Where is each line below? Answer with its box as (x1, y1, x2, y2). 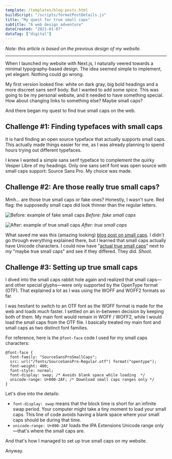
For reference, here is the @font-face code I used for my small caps (5, 335, 147, 341)
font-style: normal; (10, 368, 54, 373)
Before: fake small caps (85, 212, 136, 218)
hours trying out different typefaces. (5, 147, 82, 153)
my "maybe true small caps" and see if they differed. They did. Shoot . (5, 248, 153, 254)
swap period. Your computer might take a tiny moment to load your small (12, 406, 166, 412)
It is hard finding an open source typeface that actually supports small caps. (5, 136, 166, 142)
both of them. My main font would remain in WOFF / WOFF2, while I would (5, 314, 162, 320)
